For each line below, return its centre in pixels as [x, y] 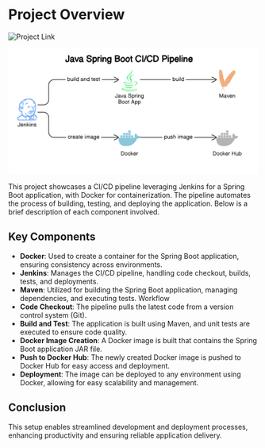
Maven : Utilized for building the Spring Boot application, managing [129, 290]
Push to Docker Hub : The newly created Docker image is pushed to [131, 357]
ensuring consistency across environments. [91, 265]
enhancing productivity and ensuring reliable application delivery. [115, 435]
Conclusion [37, 408]
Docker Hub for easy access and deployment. [95, 365]
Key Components [52, 237]
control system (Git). [53, 315]
